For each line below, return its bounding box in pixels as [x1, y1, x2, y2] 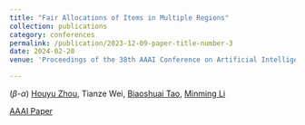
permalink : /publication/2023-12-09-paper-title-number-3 [9, 38, 233, 48]
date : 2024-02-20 [9, 47, 75, 56]
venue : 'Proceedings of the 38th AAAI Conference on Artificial [9, 55, 258, 64]
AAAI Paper [9, 106, 53, 116]
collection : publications [9, 22, 107, 31]
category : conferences [9, 30, 95, 39]
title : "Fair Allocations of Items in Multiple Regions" [9, 13, 230, 23]
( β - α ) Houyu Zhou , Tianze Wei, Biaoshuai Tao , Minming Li [9, 88, 226, 99]
